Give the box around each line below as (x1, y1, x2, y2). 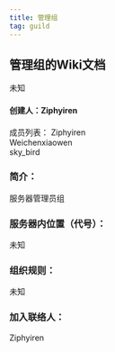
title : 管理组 (9, 13, 58, 23)
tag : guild (9, 22, 50, 31)
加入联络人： (9, 311, 66, 324)
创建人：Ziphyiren (9, 104, 78, 115)
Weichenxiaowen (9, 137, 74, 148)
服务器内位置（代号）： (9, 217, 106, 230)
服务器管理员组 (9, 193, 65, 203)
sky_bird (9, 146, 40, 158)
